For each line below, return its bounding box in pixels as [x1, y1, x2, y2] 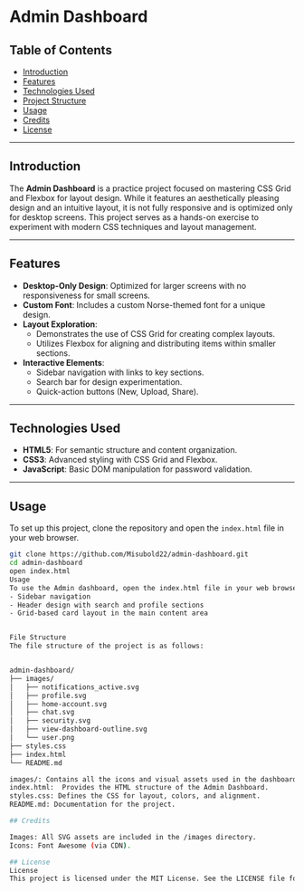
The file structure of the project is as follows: [9, 641, 204, 651]
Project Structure [22, 95, 87, 106]
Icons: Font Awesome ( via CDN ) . [9, 840, 131, 850]
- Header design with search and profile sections [9, 600, 204, 609]
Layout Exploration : [22, 319, 98, 330]
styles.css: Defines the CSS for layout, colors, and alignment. [9, 791, 261, 801]
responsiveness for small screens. [22, 290, 151, 301]
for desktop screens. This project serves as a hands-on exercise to [9, 211, 260, 223]
